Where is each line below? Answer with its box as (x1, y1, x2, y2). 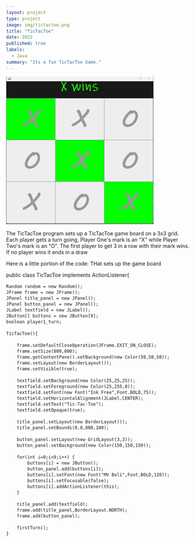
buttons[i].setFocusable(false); (27, 477, 110, 484)
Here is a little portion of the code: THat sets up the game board (6, 260, 161, 267)
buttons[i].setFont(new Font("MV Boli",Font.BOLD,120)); (27, 471, 170, 478)
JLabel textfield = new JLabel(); (6, 307, 91, 313)
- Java (11, 53, 28, 59)
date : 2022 (6, 34, 33, 41)
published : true (6, 41, 46, 46)
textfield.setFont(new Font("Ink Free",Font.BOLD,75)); (16, 389, 157, 395)
